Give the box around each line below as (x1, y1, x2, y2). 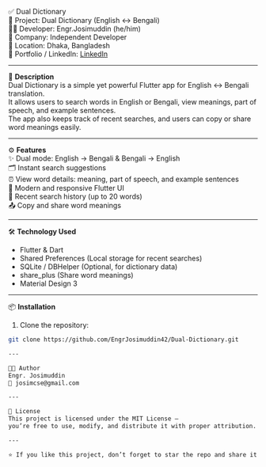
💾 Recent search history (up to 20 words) (8, 192, 142, 201)
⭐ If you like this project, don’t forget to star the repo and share (8, 450, 247, 458)
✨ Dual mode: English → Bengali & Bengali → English (8, 154, 180, 163)
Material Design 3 (19, 279, 78, 288)
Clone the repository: (19, 321, 89, 329)
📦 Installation (8, 302, 56, 311)
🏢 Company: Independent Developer (8, 32, 127, 42)
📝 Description (8, 72, 55, 82)
